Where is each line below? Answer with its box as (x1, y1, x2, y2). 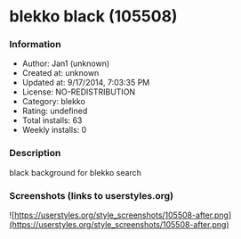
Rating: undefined (21, 105, 88, 117)
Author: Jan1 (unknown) (21, 58, 110, 69)
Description (9, 147, 61, 160)
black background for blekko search (9, 167, 142, 177)
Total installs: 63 (21, 115, 83, 126)
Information (9, 38, 61, 51)
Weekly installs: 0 (21, 125, 87, 136)
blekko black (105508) (9, 6, 178, 27)
